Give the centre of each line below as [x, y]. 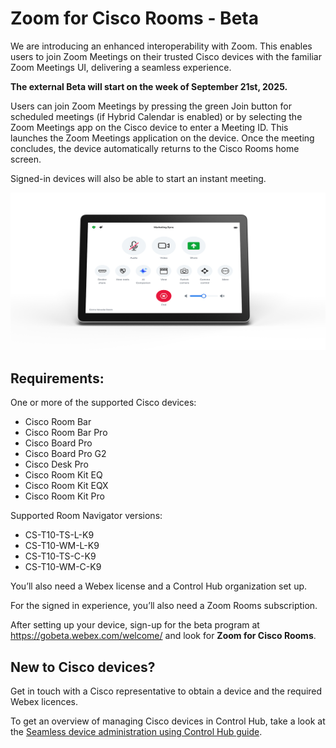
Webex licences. [44, 702]
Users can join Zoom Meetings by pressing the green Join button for [151, 106]
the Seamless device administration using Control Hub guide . [136, 732]
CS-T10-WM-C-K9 [63, 567]
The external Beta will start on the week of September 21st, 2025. [149, 86]
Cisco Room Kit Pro [64, 496]
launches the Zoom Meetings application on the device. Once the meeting [162, 138]
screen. [26, 159]
